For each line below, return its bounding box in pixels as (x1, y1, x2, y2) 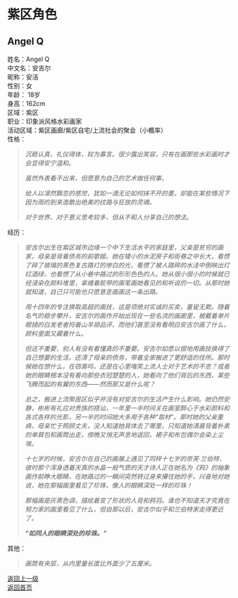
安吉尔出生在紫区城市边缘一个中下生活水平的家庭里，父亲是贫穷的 (24, 243, 217, 251)
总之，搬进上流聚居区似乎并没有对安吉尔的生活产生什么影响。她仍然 (24, 395, 224, 403)
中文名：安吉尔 (7, 64, 51, 72)
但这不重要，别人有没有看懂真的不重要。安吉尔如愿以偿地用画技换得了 (24, 344, 230, 352)
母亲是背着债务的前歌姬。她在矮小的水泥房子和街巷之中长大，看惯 (37, 252, 230, 260)
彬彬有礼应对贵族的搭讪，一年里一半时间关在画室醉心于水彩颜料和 (37, 404, 230, 412)
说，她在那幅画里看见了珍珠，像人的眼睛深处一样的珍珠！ (24, 481, 193, 489)
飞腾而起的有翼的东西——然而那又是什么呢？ (24, 380, 156, 388)
